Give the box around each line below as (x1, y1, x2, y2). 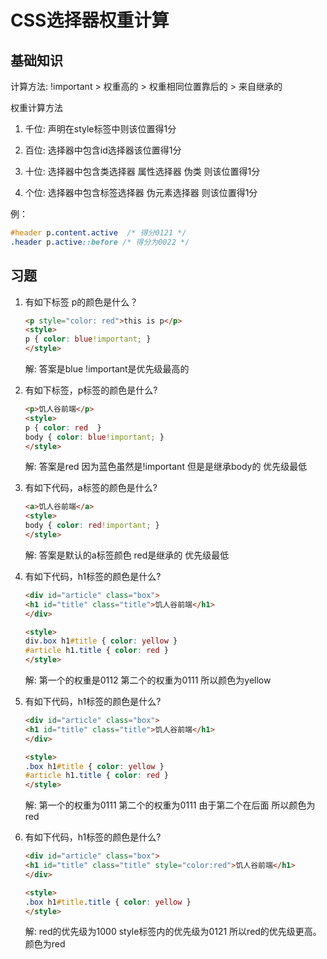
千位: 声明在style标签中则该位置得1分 (24, 123, 177, 135)
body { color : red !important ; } (24, 521, 160, 531)
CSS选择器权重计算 (10, 9, 170, 32)
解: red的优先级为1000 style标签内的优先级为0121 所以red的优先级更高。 (24, 926, 322, 938)
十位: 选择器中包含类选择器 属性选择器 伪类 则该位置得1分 (24, 166, 261, 177)
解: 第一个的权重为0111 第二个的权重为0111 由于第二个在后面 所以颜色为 (24, 799, 316, 811)
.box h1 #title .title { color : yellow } (24, 897, 192, 907)
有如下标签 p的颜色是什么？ (24, 296, 139, 308)
